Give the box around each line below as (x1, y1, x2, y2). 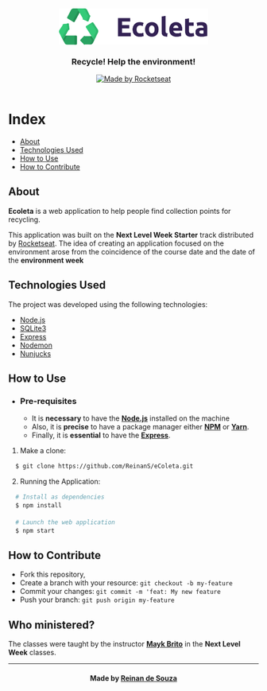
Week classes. (8, 648, 57, 658)
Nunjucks (19, 348, 52, 358)
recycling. (8, 215, 41, 224)
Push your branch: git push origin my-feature (19, 595, 175, 604)
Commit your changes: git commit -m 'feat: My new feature (19, 587, 221, 596)
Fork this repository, (19, 569, 86, 580)
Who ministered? (8, 618, 95, 631)
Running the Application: (19, 477, 101, 487)
